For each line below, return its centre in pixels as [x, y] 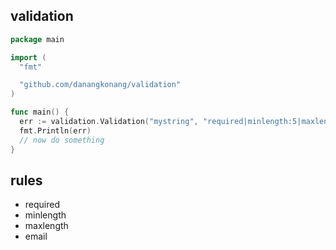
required [42, 205]
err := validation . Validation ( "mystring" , [109, 122]
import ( [28, 57]
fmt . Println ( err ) [55, 130]
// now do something [62, 140]
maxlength [46, 226]
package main [37, 39]
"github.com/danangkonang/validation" [100, 85]
